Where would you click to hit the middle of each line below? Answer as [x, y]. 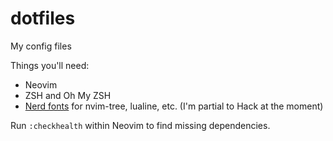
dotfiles [43, 18]
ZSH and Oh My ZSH [68, 95]
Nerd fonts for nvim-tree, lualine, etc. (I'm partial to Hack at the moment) [174, 106]
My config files [41, 46]
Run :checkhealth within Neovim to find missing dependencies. [140, 125]
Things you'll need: [50, 65]
